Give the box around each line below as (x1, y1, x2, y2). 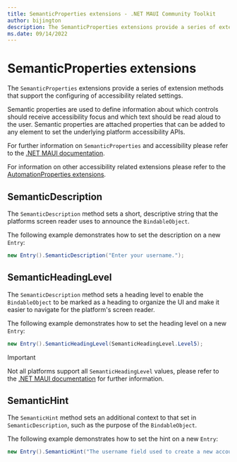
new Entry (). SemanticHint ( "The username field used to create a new (7, 449, 213, 456)
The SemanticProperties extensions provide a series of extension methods (7, 84, 224, 93)
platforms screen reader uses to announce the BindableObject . (7, 217, 190, 225)
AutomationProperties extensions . (7, 171, 107, 179)
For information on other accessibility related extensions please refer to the (7, 163, 226, 171)
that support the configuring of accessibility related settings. (7, 91, 183, 100)
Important (7, 353, 36, 362)
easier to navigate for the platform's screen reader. (7, 305, 155, 313)
